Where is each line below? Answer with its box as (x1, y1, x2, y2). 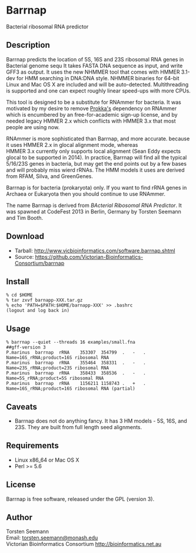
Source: (14, 253, 34, 260)
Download (6, 231, 44, 242)
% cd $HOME (6, 292, 33, 298)
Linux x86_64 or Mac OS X (14, 456, 79, 463)
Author (6, 512, 32, 522)
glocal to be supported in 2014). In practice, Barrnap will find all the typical (6, 154, 187, 161)
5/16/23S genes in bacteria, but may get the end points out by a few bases (6, 160, 187, 167)
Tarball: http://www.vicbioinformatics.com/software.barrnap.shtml (14, 247, 175, 254)
